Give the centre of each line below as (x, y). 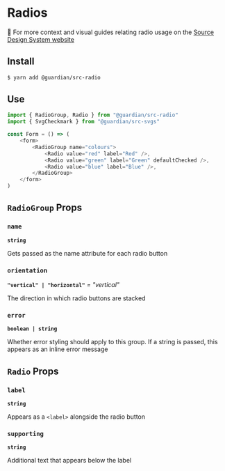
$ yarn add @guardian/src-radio (54, 77)
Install (21, 62)
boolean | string (32, 329)
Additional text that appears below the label (69, 461)
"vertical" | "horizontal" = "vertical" (64, 285)
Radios (27, 13)
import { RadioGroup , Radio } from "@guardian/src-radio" (93, 115)
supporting (25, 434)
